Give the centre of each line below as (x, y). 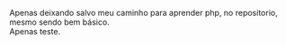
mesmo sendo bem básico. (59, 22)
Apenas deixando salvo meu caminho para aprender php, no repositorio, (143, 13)
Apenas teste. (35, 31)
